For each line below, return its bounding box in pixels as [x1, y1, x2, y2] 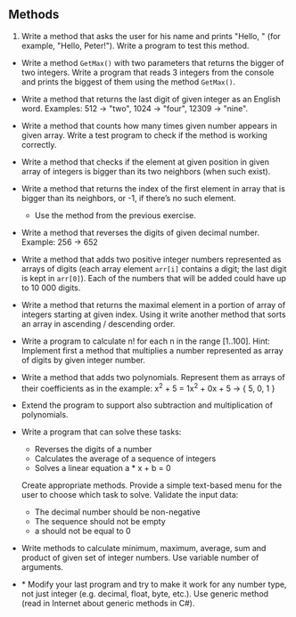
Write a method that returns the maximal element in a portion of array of [21, 299, 286, 310]
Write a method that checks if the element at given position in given [21, 156, 269, 167]
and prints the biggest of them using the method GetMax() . [21, 76, 236, 87]
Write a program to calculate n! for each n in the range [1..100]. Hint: [21, 336, 271, 346]
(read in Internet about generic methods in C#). [21, 598, 195, 609]
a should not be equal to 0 [34, 525, 131, 537]
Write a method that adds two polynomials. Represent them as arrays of [21, 371, 286, 382]
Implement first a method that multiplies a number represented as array [21, 345, 284, 355]
